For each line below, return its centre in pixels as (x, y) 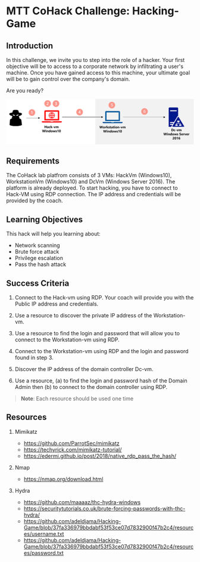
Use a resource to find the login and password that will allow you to (97, 333)
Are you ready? (25, 90)
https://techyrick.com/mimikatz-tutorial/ (73, 449)
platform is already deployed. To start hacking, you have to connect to (92, 188)
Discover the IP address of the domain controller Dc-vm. (84, 369)
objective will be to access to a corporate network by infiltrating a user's (95, 66)
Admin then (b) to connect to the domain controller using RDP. (91, 387)
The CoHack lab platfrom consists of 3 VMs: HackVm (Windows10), (89, 175)
